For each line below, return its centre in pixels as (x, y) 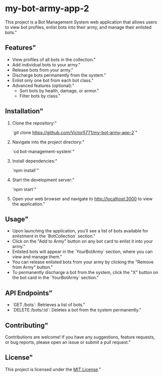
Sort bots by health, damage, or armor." (59, 90)
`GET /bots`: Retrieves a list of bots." (49, 305)
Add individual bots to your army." (46, 64)
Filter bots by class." (40, 96)
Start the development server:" (43, 180)
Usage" (17, 219)
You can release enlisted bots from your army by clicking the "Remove (83, 262)
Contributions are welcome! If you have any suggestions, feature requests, (80, 337)
